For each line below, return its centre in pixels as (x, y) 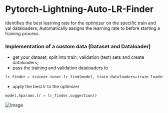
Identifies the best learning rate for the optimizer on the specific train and (80, 23)
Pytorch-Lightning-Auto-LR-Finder (79, 9)
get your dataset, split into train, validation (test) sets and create (78, 57)
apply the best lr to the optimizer (46, 87)
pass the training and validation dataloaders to (60, 68)
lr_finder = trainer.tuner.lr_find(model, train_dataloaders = (71, 77)
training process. (22, 33)
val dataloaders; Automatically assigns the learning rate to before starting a (82, 28)
